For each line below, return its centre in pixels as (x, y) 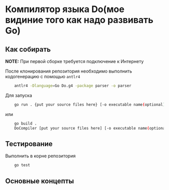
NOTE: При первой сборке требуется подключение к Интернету (75, 61)
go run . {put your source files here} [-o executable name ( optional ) (90, 104)
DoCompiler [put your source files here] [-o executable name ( (82, 128)
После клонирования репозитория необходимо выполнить (69, 71)
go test (22, 165)
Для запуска (19, 95)
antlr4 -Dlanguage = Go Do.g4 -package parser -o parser (73, 86)
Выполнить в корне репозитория (40, 156)
